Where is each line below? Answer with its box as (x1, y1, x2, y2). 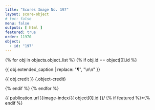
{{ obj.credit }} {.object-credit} (5, 76, 66, 82)
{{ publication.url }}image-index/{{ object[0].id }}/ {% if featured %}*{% (5, 95, 151, 101)
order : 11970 (5, 35, 32, 40)
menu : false (5, 21, 29, 26)
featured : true (5, 30, 36, 35)
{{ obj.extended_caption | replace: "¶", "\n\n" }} (5, 66, 100, 72)
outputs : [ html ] (5, 25, 43, 30)
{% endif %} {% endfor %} (5, 85, 59, 91)
